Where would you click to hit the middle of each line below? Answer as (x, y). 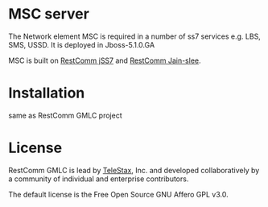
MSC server (49, 14)
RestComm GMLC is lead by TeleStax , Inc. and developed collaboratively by (134, 170)
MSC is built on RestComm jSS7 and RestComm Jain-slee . (105, 60)
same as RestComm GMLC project (65, 115)
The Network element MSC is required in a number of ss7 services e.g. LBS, (135, 36)
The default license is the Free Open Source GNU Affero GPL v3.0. (118, 194)
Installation (47, 93)
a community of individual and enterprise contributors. (99, 179)
